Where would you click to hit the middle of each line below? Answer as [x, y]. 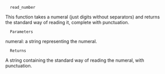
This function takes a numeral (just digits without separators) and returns [83, 17]
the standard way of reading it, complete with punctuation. [67, 22]
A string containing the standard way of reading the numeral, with [75, 60]
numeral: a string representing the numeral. [51, 41]
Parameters [22, 32]
